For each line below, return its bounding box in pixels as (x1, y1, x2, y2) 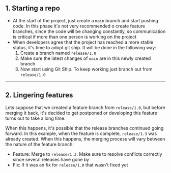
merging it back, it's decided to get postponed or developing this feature (5, 110, 158, 116)
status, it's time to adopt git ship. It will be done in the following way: (12, 44, 156, 50)
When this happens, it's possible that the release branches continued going (5, 125, 164, 131)
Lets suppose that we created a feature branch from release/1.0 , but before (5, 104, 165, 111)
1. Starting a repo (5, 4, 60, 13)
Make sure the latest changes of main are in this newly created (20, 55, 151, 61)
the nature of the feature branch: (5, 141, 74, 147)
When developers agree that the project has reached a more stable (12, 39, 154, 45)
